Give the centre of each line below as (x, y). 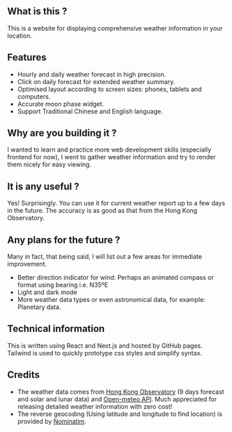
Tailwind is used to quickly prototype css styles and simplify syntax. (105, 353)
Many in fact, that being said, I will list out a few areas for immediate (105, 257)
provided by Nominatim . (52, 421)
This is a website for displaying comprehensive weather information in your (115, 28)
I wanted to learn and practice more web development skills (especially (109, 150)
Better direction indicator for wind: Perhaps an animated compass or (115, 278)
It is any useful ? (44, 186)
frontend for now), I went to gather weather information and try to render (111, 157)
